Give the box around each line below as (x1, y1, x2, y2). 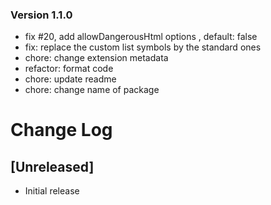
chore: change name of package (24, 84, 160, 96)
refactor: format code (24, 63, 114, 75)
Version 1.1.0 (10, 8, 73, 22)
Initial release (24, 185, 80, 197)
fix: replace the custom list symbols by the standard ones (24, 41, 262, 53)
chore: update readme (24, 73, 117, 85)
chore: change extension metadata (24, 52, 169, 64)
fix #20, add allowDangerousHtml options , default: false (24, 31, 258, 43)
